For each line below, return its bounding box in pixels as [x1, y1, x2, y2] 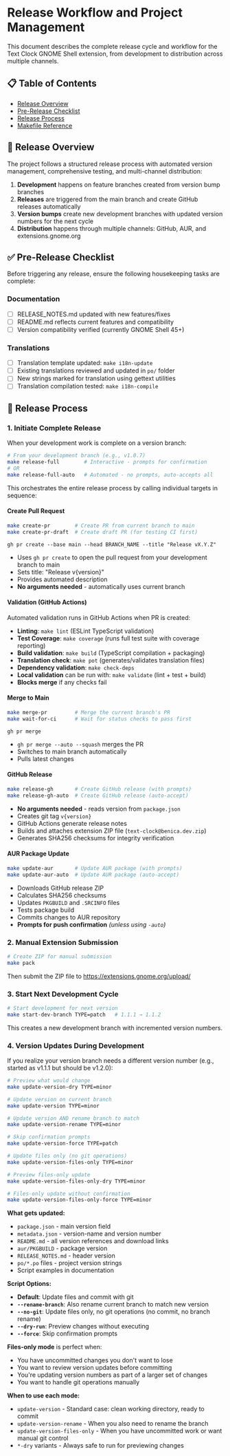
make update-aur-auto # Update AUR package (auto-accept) [7, 871, 180, 878]
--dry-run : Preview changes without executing [16, 1322, 150, 1331]
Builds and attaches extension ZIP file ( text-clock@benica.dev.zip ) [16, 826, 207, 835]
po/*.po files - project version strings [16, 1259, 122, 1267]
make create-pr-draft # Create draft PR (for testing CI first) [7, 528, 198, 535]
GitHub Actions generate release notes [16, 819, 127, 827]
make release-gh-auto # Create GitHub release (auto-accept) [7, 792, 189, 799]
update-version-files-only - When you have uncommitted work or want [16, 1427, 222, 1435]
